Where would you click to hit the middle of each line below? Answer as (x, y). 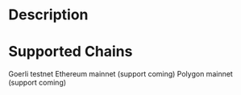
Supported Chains (71, 52)
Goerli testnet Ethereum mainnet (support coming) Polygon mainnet (121, 74)
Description (48, 15)
